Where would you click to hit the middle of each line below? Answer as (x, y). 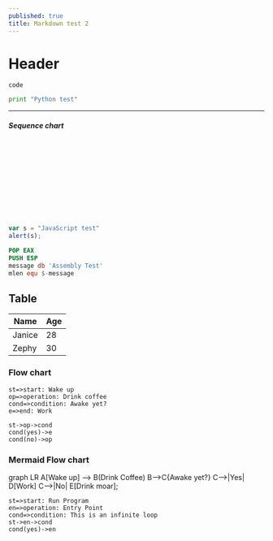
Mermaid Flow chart (49, 460)
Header (34, 64)
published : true (36, 16)
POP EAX (22, 251)
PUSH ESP (23, 258)
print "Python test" (43, 100)
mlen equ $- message (41, 273)
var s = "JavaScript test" (54, 228)
